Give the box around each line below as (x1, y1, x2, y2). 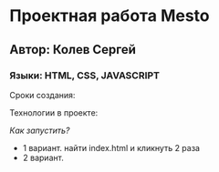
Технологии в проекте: (9, 106, 99, 118)
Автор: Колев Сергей (9, 42, 137, 57)
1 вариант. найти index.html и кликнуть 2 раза (22, 142, 201, 153)
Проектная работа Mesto (9, 5, 210, 26)
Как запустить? (9, 125, 70, 136)
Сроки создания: (9, 89, 76, 100)
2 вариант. (22, 152, 64, 163)
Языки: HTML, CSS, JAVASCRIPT (9, 69, 161, 82)
